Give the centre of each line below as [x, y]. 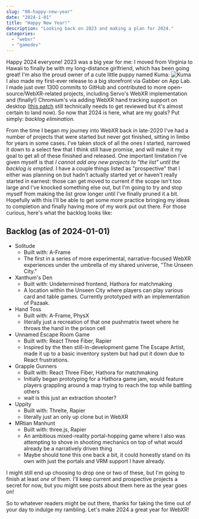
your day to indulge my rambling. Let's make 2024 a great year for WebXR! [98, 509]
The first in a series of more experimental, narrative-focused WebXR [107, 258]
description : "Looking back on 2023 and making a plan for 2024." [90, 28]
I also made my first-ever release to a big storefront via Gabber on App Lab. [99, 80]
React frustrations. [46, 360]
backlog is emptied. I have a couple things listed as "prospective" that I [93, 168]
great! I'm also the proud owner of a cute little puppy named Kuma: [88, 74]
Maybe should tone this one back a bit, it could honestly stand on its [107, 455]
